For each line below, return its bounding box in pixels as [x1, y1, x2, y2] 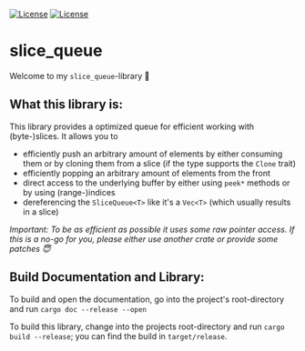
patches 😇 [9, 243, 51, 254]
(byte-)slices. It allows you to [9, 130, 118, 141]
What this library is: [9, 96, 123, 113]
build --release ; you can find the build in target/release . [9, 330, 228, 341]
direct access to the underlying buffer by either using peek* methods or [22, 177, 290, 188]
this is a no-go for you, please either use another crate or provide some [9, 233, 279, 245]
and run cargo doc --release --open [9, 303, 147, 314]
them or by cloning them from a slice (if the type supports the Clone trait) [22, 157, 296, 168]
